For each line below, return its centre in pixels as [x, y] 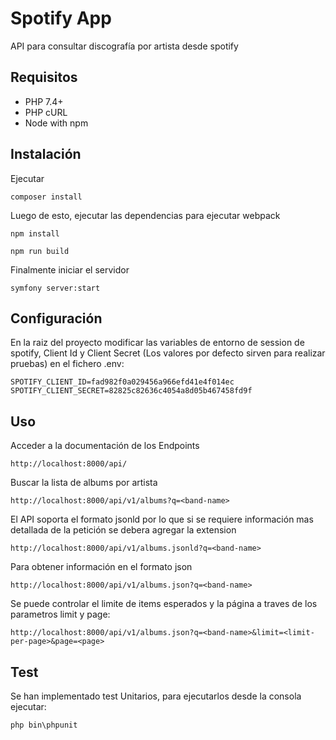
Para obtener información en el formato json [101, 567]
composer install [46, 197]
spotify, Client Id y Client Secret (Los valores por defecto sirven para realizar [168, 353]
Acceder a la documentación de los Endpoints [105, 446]
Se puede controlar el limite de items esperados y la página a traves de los [164, 604]
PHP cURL [46, 112]
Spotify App [61, 18]
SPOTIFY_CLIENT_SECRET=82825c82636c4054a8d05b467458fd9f [131, 391]
